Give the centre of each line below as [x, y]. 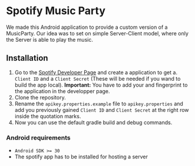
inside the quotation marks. [48, 116]
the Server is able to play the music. [49, 39]
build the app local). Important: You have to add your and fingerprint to [101, 85]
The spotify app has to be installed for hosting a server [81, 157]
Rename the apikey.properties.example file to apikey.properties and [99, 104]
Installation [27, 58]
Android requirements [38, 138]
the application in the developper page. [62, 91]
